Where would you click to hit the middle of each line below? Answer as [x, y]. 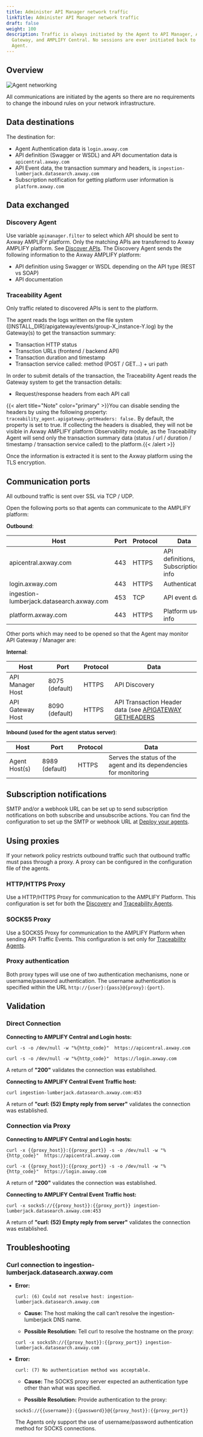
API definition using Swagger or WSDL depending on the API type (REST [105, 267]
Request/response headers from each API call [72, 394]
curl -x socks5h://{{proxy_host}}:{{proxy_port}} [79, 1343]
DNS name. [67, 1320]
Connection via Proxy [38, 1126]
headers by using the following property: [57, 412]
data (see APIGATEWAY [148, 710]
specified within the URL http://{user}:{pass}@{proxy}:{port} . [85, 987]
